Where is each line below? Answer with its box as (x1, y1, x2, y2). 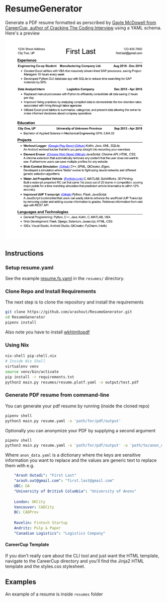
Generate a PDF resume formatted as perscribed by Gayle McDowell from (5, 19, 157, 25)
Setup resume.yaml (5, 264, 54, 271)
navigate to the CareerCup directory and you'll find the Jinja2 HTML (5, 558, 144, 564)
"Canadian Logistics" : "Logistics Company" (14, 531, 106, 536)
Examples (5, 578, 36, 587)
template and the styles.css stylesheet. (5, 564, 85, 570)
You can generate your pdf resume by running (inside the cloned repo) (5, 403, 150, 409)
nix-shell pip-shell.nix (5, 353, 57, 358)
